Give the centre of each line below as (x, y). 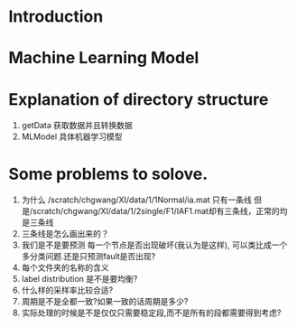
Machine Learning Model (104, 58)
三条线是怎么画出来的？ (65, 234)
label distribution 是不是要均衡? (79, 279)
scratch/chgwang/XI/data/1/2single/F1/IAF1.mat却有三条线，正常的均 (160, 211)
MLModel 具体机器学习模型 (72, 136)
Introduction (56, 17)
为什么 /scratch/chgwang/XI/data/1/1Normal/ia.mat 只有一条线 (136, 200)
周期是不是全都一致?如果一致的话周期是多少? (105, 302)
